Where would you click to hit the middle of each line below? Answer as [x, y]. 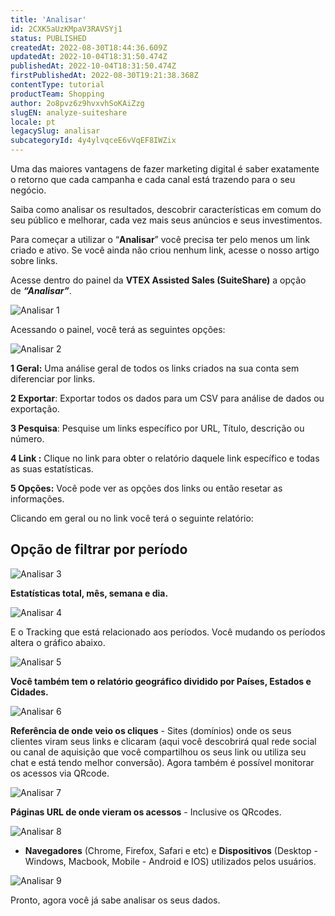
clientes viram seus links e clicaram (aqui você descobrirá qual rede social [163, 741]
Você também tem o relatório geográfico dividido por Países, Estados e [161, 681]
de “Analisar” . [41, 290]
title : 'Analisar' [48, 19]
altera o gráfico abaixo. [58, 642]
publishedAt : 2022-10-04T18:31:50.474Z [93, 66]
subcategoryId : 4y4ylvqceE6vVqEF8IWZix [93, 141]
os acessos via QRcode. [60, 773]
